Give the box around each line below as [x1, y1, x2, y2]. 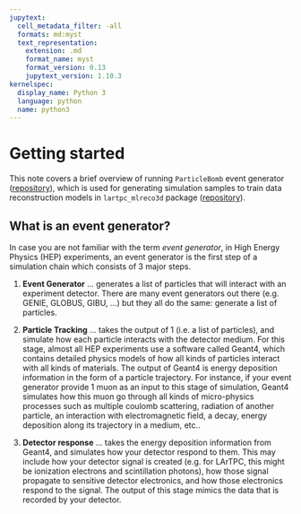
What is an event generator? [9, 218, 171, 233]
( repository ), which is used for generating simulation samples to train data [9, 183, 282, 194]
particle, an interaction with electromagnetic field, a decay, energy [21, 410, 268, 421]
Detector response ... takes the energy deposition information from [21, 437, 271, 448]
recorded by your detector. [21, 494, 122, 505]
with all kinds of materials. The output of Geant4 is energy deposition [21, 362, 278, 373]
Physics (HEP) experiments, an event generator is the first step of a [9, 252, 258, 262]
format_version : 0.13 [25, 64, 106, 73]
